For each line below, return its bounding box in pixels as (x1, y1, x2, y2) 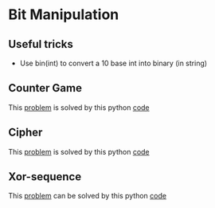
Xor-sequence (8, 170, 82, 184)
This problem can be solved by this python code (8, 191, 167, 201)
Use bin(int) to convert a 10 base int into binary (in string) (19, 58, 208, 68)
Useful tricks (8, 37, 74, 51)
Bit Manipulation (8, 6, 119, 24)
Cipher (8, 126, 43, 139)
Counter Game (8, 81, 82, 95)
